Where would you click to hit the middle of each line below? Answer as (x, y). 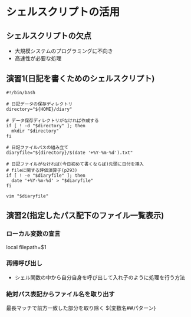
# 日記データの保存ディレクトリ (39, 104)
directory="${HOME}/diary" (39, 109)
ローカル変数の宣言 (33, 234)
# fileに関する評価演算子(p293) (42, 170)
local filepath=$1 (26, 247)
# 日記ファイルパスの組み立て (37, 147)
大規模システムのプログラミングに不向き (64, 51)
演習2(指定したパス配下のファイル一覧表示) (85, 216)
